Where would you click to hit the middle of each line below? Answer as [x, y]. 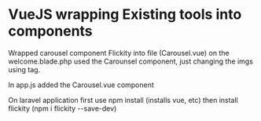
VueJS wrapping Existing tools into [125, 15]
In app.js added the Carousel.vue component [81, 85]
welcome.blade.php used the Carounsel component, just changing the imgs [131, 61]
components [50, 31]
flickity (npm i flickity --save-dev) [62, 108]
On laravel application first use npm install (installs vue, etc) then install [123, 100]
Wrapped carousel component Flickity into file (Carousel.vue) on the [119, 53]
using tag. [24, 69]
